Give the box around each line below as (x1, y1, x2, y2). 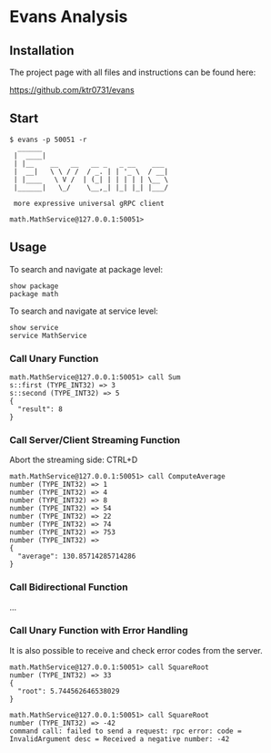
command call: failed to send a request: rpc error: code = (9, 727, 243, 736)
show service (9, 323, 59, 332)
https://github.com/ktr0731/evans (9, 85, 135, 95)
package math (9, 289, 59, 298)
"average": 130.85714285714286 (17, 552, 136, 562)
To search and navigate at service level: (9, 305, 159, 316)
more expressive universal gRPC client (13, 199, 166, 208)
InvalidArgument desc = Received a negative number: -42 (9, 734, 230, 744)
